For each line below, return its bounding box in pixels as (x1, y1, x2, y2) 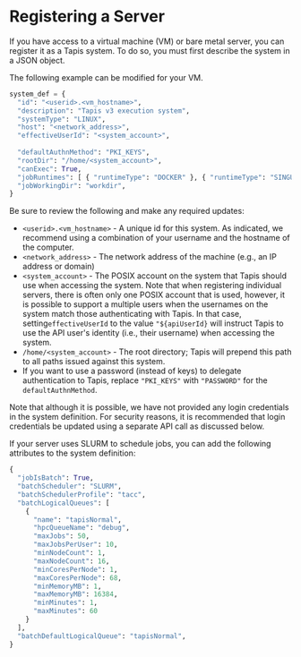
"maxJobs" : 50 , (32, 532, 90, 541)
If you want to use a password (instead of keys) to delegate (21, 365, 242, 377)
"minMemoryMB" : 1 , (32, 582, 102, 591)
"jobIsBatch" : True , (17, 474, 94, 482)
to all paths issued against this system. (21, 356, 166, 367)
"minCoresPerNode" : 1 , (32, 565, 118, 574)
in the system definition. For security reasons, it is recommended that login (9, 412, 286, 422)
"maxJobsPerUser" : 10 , (32, 540, 118, 550)
